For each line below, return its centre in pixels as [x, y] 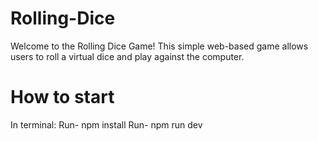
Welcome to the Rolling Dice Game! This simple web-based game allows [159, 46]
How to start [62, 97]
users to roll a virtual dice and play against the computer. [127, 56]
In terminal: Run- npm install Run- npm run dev [106, 124]
